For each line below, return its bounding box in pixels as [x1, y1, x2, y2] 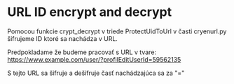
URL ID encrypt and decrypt [7, 4, 172, 20]
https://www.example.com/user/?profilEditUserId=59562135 [7, 55, 181, 63]
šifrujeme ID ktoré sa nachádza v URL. [7, 34, 118, 42]
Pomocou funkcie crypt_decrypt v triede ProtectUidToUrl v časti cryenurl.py [7, 27, 227, 35]
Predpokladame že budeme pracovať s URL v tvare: [7, 48, 156, 56]
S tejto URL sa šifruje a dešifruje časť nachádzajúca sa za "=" [7, 69, 185, 77]
